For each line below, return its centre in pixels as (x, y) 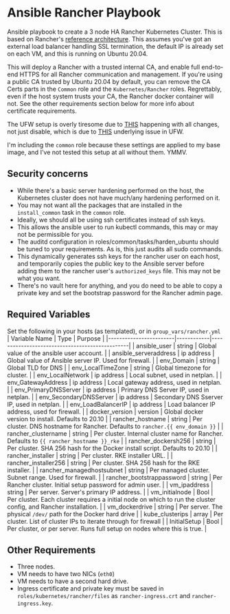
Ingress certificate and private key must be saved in (90, 589)
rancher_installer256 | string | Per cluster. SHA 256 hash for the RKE (104, 463)
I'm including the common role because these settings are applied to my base (114, 145)
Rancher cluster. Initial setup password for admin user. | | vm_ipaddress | (110, 485)
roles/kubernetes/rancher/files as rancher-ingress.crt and (104, 596)
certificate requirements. (42, 111)
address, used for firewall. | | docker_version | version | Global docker (105, 412)
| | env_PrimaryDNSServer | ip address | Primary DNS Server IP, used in (108, 390)
